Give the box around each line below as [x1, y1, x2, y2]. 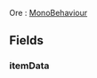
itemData [9, 59, 50, 72]
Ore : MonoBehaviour [9, 8, 87, 18]
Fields [9, 33, 44, 48]
